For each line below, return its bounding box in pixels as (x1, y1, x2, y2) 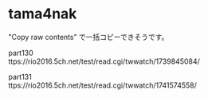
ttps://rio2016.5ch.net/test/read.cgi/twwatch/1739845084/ (8, 57, 201, 66)
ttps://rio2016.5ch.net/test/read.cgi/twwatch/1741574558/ (8, 80, 198, 90)
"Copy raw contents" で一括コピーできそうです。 (8, 32, 169, 41)
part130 (8, 48, 33, 57)
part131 (8, 72, 32, 81)
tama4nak (8, 5, 77, 23)
